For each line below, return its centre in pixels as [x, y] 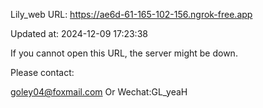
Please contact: [42, 72]
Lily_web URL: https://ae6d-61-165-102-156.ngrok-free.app [131, 14]
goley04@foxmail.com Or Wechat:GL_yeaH [99, 92]
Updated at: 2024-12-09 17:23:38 [79, 33]
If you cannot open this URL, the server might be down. [124, 53]
